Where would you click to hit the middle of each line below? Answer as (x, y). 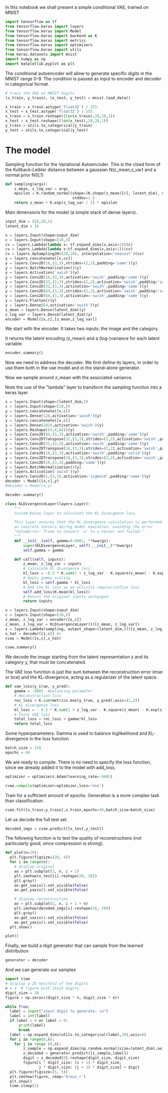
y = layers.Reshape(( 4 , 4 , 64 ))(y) (40, 430)
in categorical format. (27, 84)
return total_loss (33, 724)
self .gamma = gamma (43, 550)
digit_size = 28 (22, 993)
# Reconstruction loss (38, 696)
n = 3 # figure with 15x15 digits (42, 988)
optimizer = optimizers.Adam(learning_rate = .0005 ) (59, 776)
